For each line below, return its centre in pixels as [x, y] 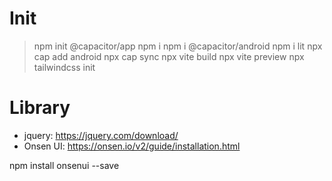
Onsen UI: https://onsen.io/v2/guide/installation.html [132, 146]
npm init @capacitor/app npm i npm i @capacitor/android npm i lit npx [178, 46]
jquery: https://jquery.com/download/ [101, 135]
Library [40, 108]
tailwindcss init [64, 67]
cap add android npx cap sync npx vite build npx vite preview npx [169, 56]
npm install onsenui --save [64, 165]
